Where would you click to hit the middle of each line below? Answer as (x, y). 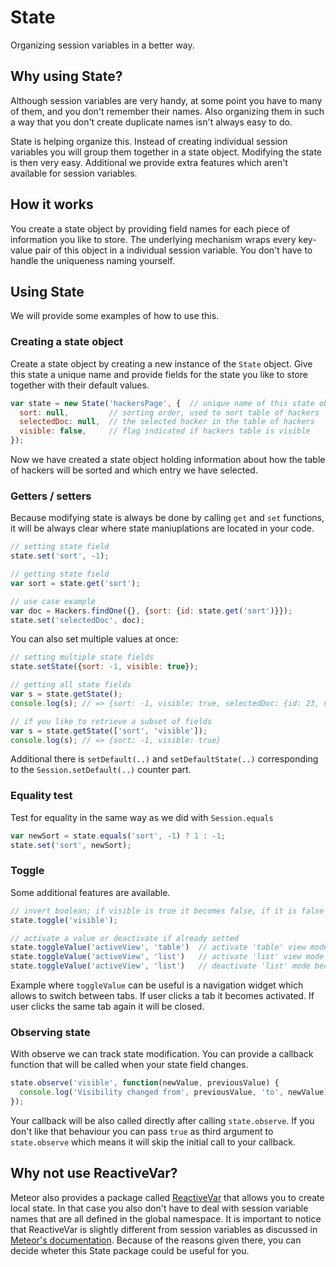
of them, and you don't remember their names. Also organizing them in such (167, 111)
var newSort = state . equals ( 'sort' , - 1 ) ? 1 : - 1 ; (118, 836)
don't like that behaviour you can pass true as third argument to (142, 1131)
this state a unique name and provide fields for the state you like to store (159, 374)
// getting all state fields (71, 685)
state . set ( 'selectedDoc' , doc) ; (77, 620)
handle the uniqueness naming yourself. (93, 260)
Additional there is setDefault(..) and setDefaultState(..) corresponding (164, 759)
